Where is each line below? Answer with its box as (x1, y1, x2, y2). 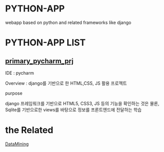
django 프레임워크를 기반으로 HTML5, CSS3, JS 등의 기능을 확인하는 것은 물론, (5, 100, 160, 106)
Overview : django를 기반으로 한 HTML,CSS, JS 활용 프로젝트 (5, 80, 127, 86)
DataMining (5, 141, 29, 147)
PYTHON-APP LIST (5, 37, 86, 48)
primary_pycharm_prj (5, 57, 74, 65)
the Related (5, 125, 53, 136)
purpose (5, 90, 22, 96)
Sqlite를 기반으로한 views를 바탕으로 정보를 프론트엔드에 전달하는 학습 (5, 107, 142, 113)
